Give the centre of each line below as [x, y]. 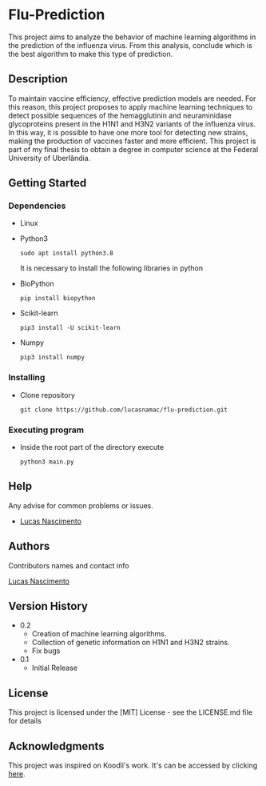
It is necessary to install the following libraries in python [111, 268]
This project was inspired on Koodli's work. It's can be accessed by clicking [133, 765]
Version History [48, 606]
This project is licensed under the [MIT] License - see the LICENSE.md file [131, 712]
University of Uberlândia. [50, 158]
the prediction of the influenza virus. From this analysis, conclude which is [131, 45]
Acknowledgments [57, 746]
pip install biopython [58, 299]
